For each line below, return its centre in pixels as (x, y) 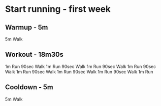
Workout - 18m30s (34, 54)
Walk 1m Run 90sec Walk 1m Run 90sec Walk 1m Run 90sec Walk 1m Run (79, 71)
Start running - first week (58, 9)
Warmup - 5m (27, 27)
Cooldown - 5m (29, 87)
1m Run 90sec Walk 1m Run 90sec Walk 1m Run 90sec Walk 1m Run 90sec (80, 66)
